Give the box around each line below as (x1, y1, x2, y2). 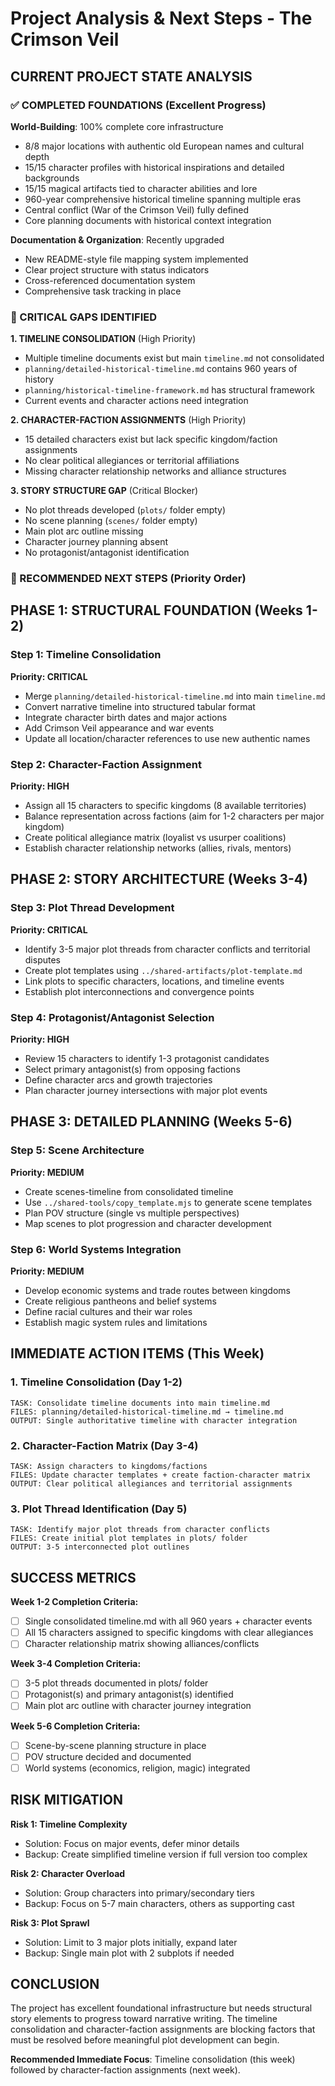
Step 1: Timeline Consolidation (10, 648, 162, 662)
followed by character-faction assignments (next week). (10, 2064, 241, 2076)
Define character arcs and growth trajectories (24, 1074, 213, 1086)
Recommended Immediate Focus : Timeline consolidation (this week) (10, 2053, 296, 2066)
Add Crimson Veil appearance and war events (24, 722, 215, 734)
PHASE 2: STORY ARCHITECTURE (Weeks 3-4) (10, 871, 308, 888)
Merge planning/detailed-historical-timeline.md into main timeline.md (24, 690, 326, 702)
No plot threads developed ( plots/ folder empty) (24, 504, 227, 516)
